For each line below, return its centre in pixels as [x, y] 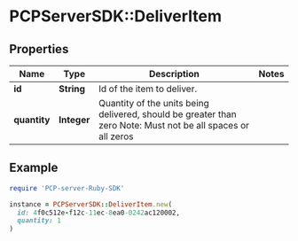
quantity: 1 [39, 221]
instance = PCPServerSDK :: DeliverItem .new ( [91, 204]
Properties [39, 49]
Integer [74, 120]
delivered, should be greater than [168, 114]
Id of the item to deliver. [148, 89]
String [72, 89]
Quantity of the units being [154, 103]
